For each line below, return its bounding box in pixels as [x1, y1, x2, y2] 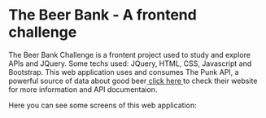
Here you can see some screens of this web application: [8, 100, 197, 110]
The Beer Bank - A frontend [8, 6, 197, 24]
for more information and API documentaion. [8, 84, 158, 94]
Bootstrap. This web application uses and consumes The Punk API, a [8, 67, 239, 76]
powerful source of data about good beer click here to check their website [8, 76, 258, 85]
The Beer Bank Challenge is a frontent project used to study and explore [8, 50, 251, 59]
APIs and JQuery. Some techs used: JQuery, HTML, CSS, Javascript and [8, 59, 252, 68]
